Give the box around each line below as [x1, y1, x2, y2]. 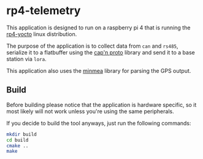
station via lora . [6, 55, 47, 62]
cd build [6, 137, 29, 143]
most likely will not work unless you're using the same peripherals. [6, 108, 174, 115]
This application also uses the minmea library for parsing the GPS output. [6, 67, 191, 74]
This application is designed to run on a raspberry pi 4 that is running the [6, 24, 191, 31]
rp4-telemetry [6, 4, 81, 18]
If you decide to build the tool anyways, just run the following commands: [6, 119, 191, 127]
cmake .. [6, 142, 29, 149]
